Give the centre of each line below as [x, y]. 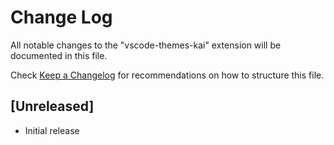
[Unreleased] [52, 106]
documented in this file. [59, 55]
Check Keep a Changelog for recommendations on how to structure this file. [167, 75]
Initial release [52, 130]
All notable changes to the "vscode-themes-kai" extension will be [146, 45]
